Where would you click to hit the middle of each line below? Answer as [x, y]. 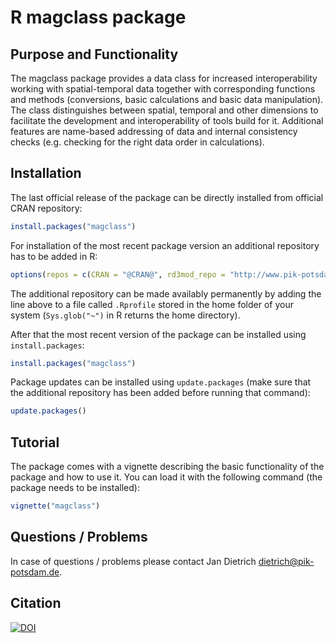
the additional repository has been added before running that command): [160, 393]
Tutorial [35, 442]
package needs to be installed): [75, 488]
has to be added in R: [54, 256]
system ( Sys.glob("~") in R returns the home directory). [125, 315]
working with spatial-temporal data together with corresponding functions [163, 89]
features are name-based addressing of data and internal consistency [154, 131]
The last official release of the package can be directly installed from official [167, 197]
